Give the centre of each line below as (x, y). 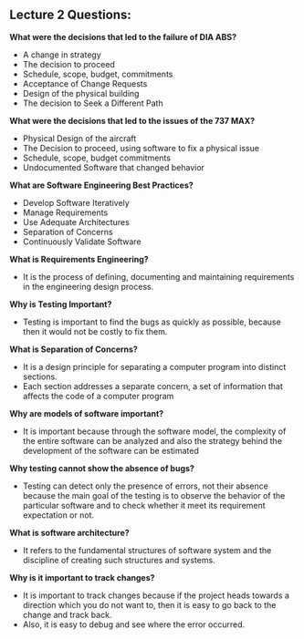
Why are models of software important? (87, 413)
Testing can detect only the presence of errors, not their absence (146, 486)
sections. (40, 376)
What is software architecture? (69, 532)
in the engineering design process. (88, 286)
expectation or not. (58, 515)
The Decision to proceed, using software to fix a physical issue (141, 148)
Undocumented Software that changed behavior (114, 167)
